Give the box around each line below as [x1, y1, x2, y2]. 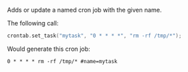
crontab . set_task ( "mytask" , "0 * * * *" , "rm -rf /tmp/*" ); [7, 32, 183, 39]
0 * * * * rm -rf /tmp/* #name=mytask [7, 58, 118, 64]
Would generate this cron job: [7, 45, 91, 53]
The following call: [7, 19, 59, 27]
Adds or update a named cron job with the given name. [7, 6, 162, 14]
